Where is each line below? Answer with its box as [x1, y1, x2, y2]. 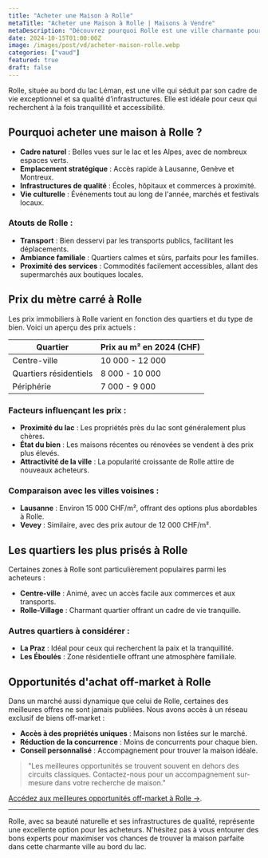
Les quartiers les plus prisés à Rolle [8, 544, 188, 557]
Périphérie [12, 381, 52, 392]
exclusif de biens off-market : [8, 714, 105, 723]
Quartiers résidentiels [12, 368, 93, 379]
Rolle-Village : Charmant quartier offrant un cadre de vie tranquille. [19, 606, 242, 615]
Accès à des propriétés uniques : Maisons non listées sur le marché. [19, 729, 247, 738]
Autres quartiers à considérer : [8, 626, 130, 636]
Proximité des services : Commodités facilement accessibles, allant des [19, 261, 258, 271]
